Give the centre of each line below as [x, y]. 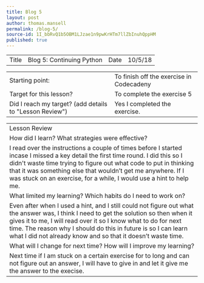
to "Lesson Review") [39, 111]
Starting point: [29, 80]
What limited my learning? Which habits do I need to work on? [97, 196]
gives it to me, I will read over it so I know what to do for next [96, 221]
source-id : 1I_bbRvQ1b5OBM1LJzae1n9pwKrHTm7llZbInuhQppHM [81, 35]
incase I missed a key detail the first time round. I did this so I [96, 155]
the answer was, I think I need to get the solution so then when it [101, 213]
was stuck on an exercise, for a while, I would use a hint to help [99, 178]
